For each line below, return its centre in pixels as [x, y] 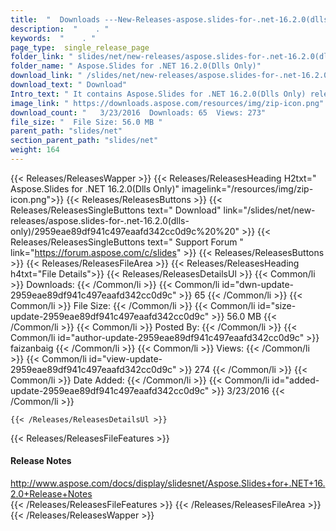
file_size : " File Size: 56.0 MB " [86, 122]
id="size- [277, 305]
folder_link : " [42, 57]
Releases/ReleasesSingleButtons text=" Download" [116, 210]
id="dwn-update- [258, 284]
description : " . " [60, 29]
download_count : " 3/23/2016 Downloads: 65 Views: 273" [138, 112]
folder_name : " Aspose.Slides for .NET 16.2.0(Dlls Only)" [136, 66]
